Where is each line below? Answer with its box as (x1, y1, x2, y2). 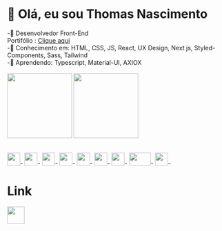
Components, (7, 51, 46, 59)
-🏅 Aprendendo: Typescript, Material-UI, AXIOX (7, 58, 142, 66)
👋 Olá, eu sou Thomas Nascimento (7, 6, 208, 22)
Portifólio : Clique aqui (7, 36, 70, 44)
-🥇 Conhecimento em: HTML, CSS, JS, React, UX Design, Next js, (7, 43, 193, 52)
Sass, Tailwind (47, 51, 88, 59)
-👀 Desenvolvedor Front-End (7, 29, 89, 37)
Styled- (194, 43, 216, 52)
